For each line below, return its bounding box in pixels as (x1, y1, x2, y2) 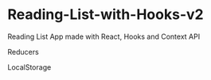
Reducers (7, 47, 39, 56)
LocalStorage (7, 62, 52, 72)
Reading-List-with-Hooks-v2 (7, 6, 204, 24)
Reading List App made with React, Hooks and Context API (7, 32, 201, 41)
